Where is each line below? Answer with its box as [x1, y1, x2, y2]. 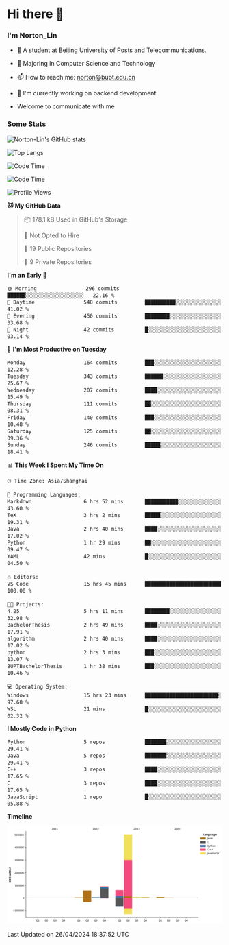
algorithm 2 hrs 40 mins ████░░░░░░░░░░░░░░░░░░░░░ [7, 635, 222, 642]
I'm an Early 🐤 [7, 271, 47, 279]
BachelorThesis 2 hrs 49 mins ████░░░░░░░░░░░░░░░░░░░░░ [7, 621, 222, 628]
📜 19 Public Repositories [23, 244, 92, 252]
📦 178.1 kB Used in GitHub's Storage [23, 215, 128, 224]
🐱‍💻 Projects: [7, 601, 44, 608]
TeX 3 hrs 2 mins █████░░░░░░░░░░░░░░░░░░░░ [7, 512, 222, 518]
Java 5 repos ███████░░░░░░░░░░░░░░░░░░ [7, 752, 222, 759]
